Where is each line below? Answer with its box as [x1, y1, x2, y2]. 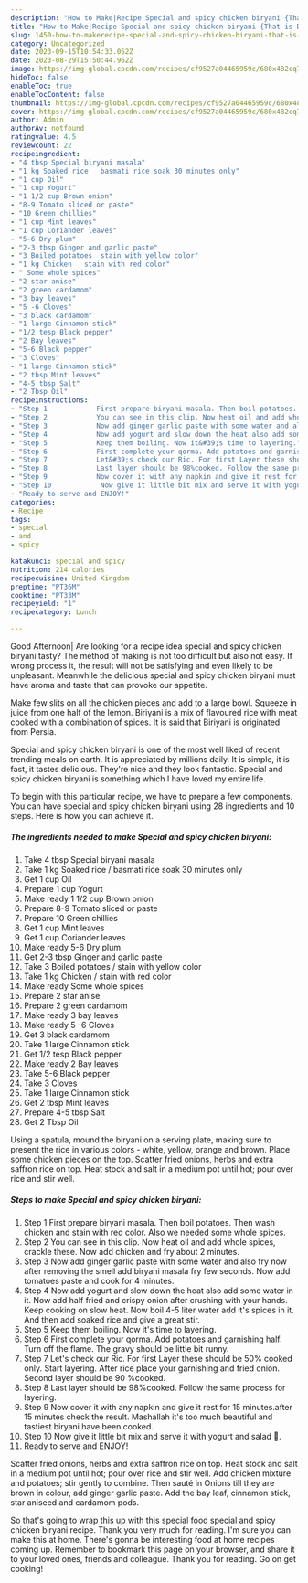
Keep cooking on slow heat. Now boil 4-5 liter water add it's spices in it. [23, 1304, 295, 1315]
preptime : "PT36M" [10, 582, 80, 591]
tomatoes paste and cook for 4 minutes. [23, 1275, 175, 1286]
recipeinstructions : [10, 396, 90, 405]
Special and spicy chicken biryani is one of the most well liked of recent [10, 744, 281, 755]
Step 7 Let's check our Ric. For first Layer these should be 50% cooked [23, 1353, 292, 1364]
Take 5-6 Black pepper [23, 1068, 111, 1078]
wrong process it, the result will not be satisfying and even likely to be [10, 660, 273, 671]
